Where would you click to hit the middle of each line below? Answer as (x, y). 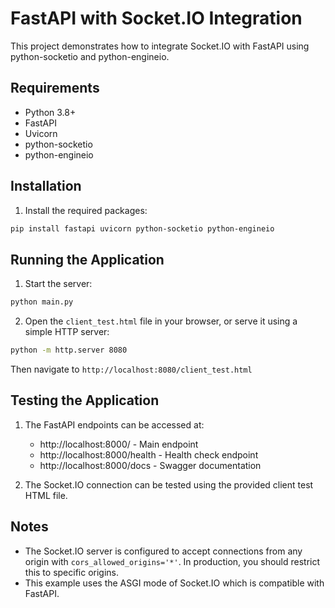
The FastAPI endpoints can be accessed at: (114, 424)
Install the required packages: (86, 210)
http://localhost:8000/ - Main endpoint (119, 444)
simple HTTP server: (67, 332)
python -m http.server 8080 (69, 350)
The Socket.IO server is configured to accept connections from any (163, 551)
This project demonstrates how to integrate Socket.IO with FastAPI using (160, 46)
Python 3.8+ (50, 112)
